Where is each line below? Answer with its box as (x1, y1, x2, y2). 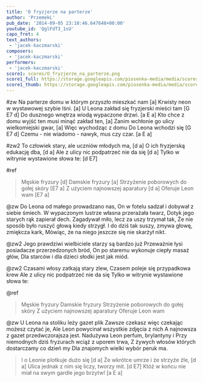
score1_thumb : (6, 82, 42, 88)
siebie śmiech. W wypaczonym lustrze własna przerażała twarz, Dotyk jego (6, 209, 195, 216)
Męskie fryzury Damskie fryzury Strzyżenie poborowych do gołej (21, 301, 184, 308)
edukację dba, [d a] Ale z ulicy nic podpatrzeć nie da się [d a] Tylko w (6, 148, 180, 156)
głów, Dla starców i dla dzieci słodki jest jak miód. (6, 253, 129, 260)
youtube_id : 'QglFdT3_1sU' (6, 25, 74, 32)
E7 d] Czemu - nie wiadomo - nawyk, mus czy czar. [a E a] (6, 130, 152, 138)
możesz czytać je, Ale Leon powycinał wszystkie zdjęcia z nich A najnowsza (6, 325, 197, 333)
